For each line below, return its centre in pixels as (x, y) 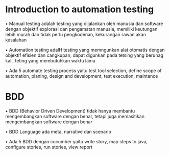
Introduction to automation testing (80, 9)
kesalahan (16, 40)
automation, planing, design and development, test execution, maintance (82, 76)
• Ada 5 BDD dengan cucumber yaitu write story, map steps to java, (77, 141)
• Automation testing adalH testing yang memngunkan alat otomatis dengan (85, 50)
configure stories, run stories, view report (49, 147)
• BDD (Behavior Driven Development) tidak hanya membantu (70, 110)
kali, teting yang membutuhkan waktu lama (50, 60)
